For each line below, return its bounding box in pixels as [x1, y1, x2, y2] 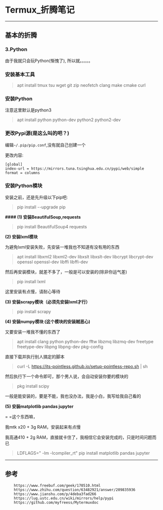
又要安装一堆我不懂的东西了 [5, 329, 61, 335]
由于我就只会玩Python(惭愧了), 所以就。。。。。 [5, 58, 93, 64]
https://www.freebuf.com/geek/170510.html [14, 483, 101, 488]
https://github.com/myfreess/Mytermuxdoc [14, 500, 98, 505]
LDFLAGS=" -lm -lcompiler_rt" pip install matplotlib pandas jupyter [16, 450, 150, 456]
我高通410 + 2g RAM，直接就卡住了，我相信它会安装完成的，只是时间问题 [5, 434, 152, 440]
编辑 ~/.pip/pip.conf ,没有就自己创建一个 [5, 142, 86, 148]
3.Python [5, 46, 28, 53]
